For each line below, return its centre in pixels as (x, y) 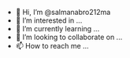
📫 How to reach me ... (52, 46)
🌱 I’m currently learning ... (58, 29)
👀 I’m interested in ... (49, 20)
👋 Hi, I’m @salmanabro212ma (63, 12)
